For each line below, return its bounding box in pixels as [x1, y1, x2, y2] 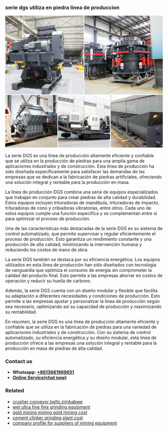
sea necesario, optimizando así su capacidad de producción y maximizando [5, 303, 161, 309]
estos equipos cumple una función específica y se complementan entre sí [5, 210, 157, 216]
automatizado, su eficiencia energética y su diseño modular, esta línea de [5, 335, 156, 341]
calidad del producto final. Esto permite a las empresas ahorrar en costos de [5, 272, 163, 278]
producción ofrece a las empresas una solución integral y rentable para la [5, 340, 157, 346]
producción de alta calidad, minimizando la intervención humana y [5, 241, 142, 247]
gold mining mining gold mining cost [12, 409, 87, 415]
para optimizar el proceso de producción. [5, 215, 91, 222]
